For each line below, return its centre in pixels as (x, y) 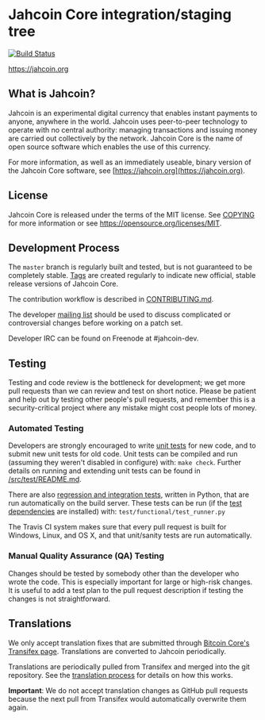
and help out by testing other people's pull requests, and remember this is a (132, 399)
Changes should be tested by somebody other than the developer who (124, 573)
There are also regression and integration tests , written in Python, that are (129, 495)
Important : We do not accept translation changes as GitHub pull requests (128, 690)
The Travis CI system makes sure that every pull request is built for (117, 527)
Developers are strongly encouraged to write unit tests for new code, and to (132, 445)
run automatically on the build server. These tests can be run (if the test (125, 503)
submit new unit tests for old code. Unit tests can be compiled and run (123, 454)
